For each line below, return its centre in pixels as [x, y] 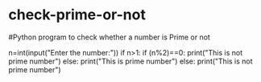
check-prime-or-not [77, 15]
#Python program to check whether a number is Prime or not [110, 37]
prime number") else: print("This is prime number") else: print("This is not [130, 61]
